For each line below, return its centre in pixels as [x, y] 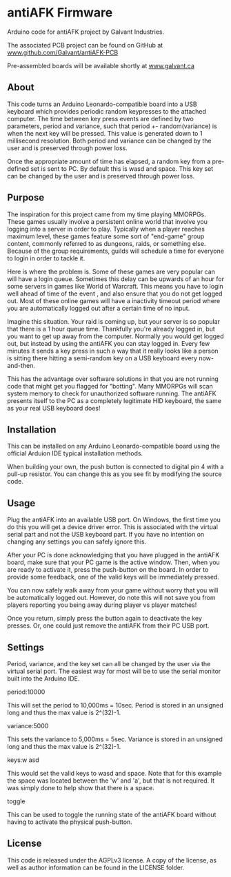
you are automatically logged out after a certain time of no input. [99, 308]
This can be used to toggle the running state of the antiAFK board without [112, 815]
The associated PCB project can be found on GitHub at [85, 45]
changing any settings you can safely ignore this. [77, 541]
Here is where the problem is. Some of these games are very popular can [111, 271]
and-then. [21, 365]
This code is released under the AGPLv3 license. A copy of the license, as [112, 860]
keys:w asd [23, 760]
